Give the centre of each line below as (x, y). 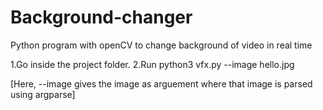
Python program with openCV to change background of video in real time (161, 45)
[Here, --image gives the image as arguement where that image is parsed (161, 83)
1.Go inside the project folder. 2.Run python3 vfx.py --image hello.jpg (152, 64)
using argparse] (43, 94)
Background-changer (101, 17)
